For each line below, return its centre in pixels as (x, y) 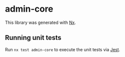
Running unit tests (33, 38)
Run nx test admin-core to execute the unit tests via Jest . (62, 49)
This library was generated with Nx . (40, 22)
